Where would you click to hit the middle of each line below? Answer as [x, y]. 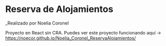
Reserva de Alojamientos [59, 9]
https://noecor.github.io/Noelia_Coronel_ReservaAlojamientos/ [71, 38]
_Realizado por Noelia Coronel [37, 23]
